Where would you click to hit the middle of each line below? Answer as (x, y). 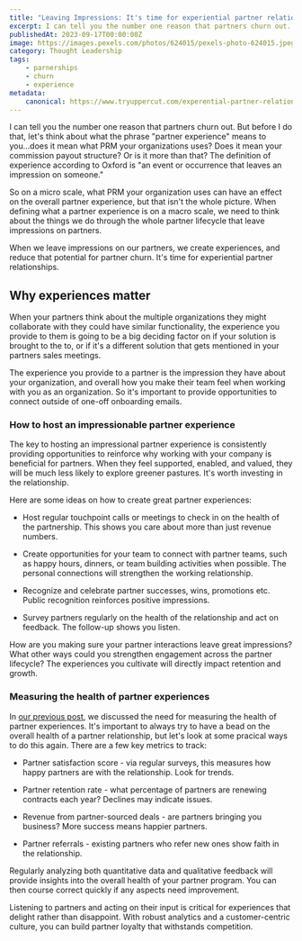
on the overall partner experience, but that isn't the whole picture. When (143, 202)
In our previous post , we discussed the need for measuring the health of (143, 716)
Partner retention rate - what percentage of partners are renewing (144, 790)
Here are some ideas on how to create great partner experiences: (130, 500)
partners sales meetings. (55, 356)
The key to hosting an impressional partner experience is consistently (138, 444)
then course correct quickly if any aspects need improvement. (124, 890)
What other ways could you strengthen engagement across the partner (141, 655)
